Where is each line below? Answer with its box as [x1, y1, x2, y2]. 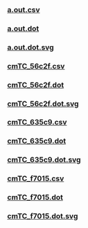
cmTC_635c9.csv [7, 117, 67, 127]
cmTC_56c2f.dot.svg [7, 99, 79, 108]
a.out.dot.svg [7, 42, 54, 52]
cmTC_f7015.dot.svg [7, 211, 78, 221]
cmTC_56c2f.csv [7, 61, 65, 71]
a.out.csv [7, 5, 40, 15]
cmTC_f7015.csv [7, 173, 64, 183]
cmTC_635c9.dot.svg [7, 155, 81, 165]
